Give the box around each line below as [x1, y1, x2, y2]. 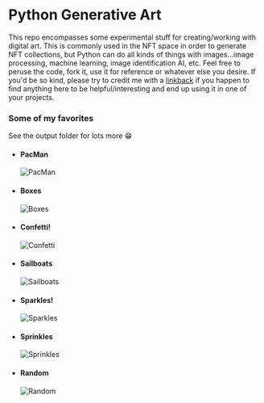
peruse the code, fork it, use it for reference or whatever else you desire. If [8, 66, 256, 76]
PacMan [19, 149, 48, 159]
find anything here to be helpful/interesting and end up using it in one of [8, 83, 247, 94]
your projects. [8, 92, 55, 102]
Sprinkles [19, 331, 54, 341]
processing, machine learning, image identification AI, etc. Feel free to [8, 58, 241, 68]
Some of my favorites [8, 112, 94, 124]
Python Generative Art [8, 6, 163, 24]
